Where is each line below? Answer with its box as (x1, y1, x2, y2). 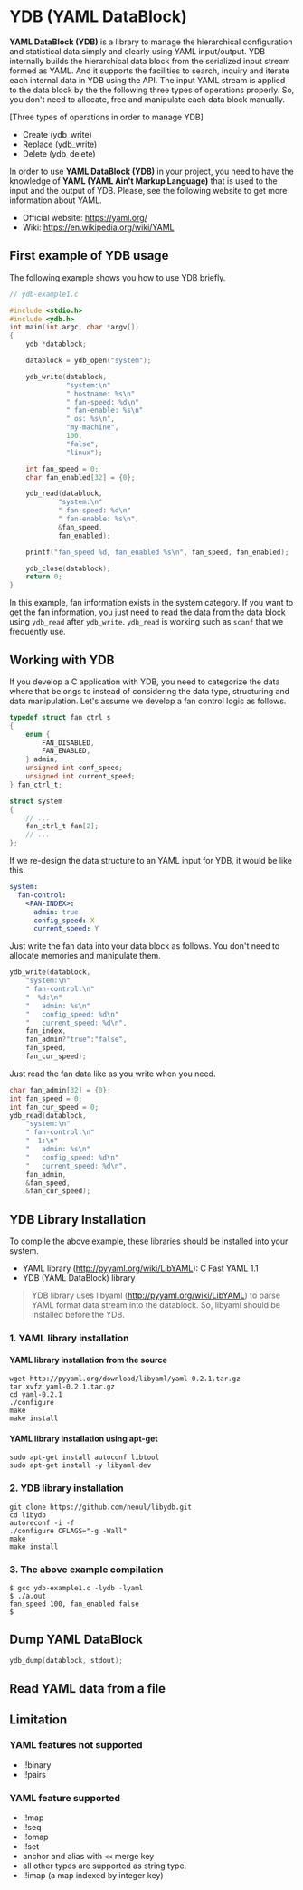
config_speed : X (33, 916, 95, 925)
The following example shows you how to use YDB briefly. (9, 272, 226, 282)
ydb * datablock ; (25, 339, 88, 349)
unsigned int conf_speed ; (25, 763, 124, 773)
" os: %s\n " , (66, 415, 116, 424)
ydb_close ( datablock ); (25, 564, 111, 573)
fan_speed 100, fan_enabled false (9, 1599, 140, 1608)
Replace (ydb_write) (22, 138, 98, 149)
